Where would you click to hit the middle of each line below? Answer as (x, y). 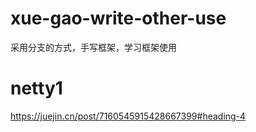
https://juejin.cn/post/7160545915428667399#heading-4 (128, 116)
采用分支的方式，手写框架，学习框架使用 (93, 47)
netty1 (36, 88)
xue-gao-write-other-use (118, 18)
